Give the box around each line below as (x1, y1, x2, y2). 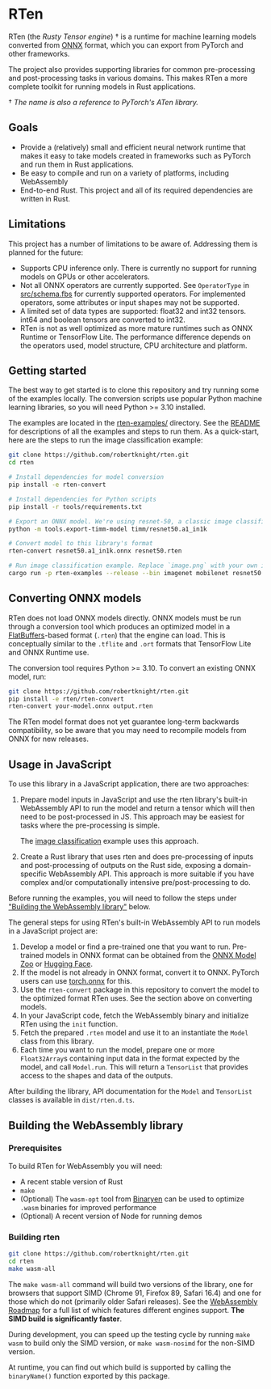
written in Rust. (19, 193, 71, 203)
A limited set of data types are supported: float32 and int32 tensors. (19, 306, 247, 315)
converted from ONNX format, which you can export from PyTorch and (8, 40, 244, 49)
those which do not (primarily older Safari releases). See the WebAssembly (8, 1296, 258, 1306)
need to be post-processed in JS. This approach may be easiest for (19, 812, 245, 822)
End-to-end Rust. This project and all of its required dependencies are (19, 185, 253, 195)
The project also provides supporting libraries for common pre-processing (8, 64, 256, 74)
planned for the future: (8, 248, 83, 257)
